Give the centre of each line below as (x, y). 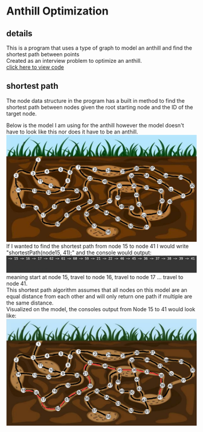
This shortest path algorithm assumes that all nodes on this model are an (97, 290)
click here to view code (35, 67)
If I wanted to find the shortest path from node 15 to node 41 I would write (98, 246)
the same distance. (30, 303)
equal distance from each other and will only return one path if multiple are (99, 297)
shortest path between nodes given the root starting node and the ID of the (100, 107)
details (19, 34)
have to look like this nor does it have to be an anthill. (72, 132)
